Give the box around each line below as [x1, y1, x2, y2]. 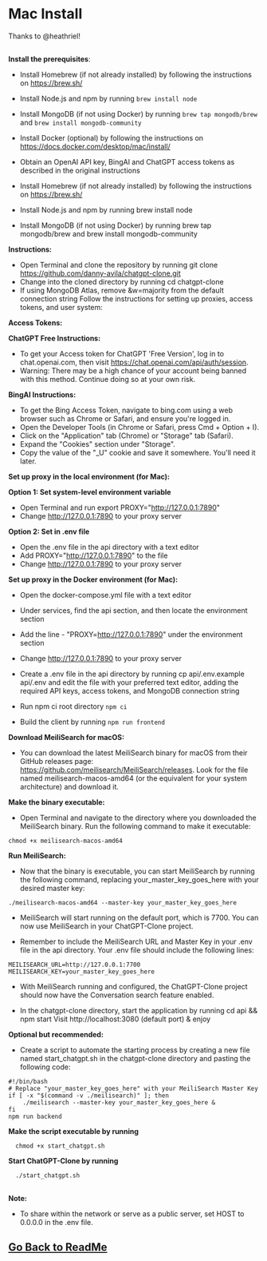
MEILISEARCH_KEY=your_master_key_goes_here [8, 968, 155, 976]
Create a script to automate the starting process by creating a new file [19, 1045, 250, 1055]
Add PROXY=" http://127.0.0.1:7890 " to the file [19, 551, 168, 560]
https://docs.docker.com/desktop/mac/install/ [19, 141, 171, 152]
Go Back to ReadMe [8, 1240, 108, 1255]
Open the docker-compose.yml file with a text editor [19, 591, 192, 600]
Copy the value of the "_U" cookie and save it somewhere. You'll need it [19, 448, 256, 458]
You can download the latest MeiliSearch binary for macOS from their [19, 748, 248, 758]
